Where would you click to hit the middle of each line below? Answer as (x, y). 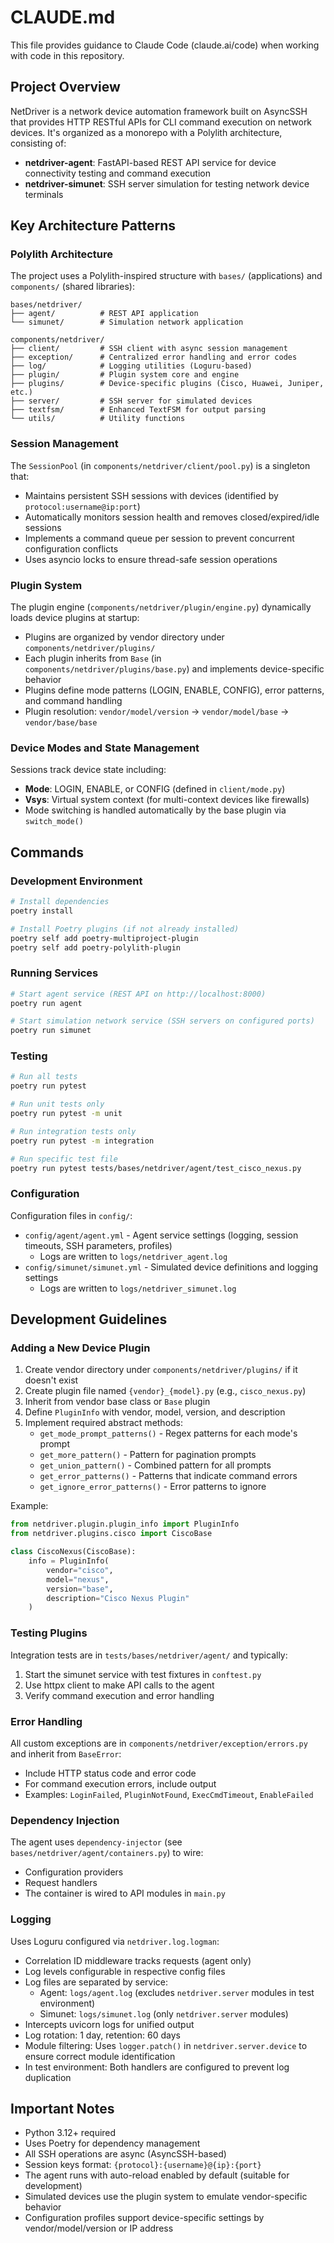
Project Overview (65, 87)
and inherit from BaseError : (66, 1753)
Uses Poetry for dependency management (112, 2143)
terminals (44, 194)
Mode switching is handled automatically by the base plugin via (155, 810)
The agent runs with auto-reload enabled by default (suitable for (157, 2175)
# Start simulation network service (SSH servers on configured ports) (162, 1021)
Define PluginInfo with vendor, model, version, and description (155, 1412)
